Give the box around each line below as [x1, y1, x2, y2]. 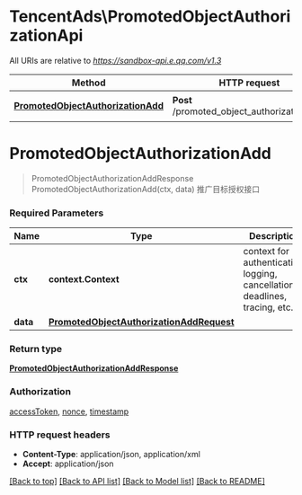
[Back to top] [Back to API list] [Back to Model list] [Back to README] [9, 476, 265, 487]
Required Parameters [9, 207, 104, 219]
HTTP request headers [9, 429, 111, 441]
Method [71, 76, 106, 89]
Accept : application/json [22, 458, 114, 469]
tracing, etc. [243, 301, 294, 314]
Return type [9, 343, 63, 356]
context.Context [48, 273, 120, 286]
